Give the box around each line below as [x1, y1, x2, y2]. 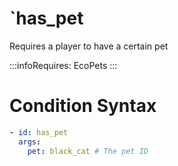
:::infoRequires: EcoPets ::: [9, 59, 118, 71]
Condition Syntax [9, 95, 157, 117]
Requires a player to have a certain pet [9, 40, 169, 52]
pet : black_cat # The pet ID [27, 146, 149, 156]
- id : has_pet [9, 127, 69, 137]
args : [18, 137, 42, 147]
